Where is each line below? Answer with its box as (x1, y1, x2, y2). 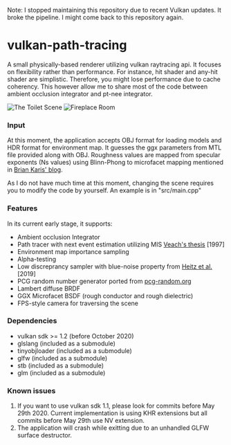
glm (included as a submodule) (17, 368, 106, 376)
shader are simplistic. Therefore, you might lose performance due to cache (7, 75, 221, 83)
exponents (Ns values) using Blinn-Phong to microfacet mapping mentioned (7, 158, 223, 167)
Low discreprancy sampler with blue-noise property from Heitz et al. (17, 262, 213, 271)
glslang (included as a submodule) (17, 339, 116, 347)
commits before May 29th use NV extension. (17, 417, 145, 425)
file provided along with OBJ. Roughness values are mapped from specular (7, 151, 221, 159)
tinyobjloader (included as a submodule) (17, 346, 133, 355)
